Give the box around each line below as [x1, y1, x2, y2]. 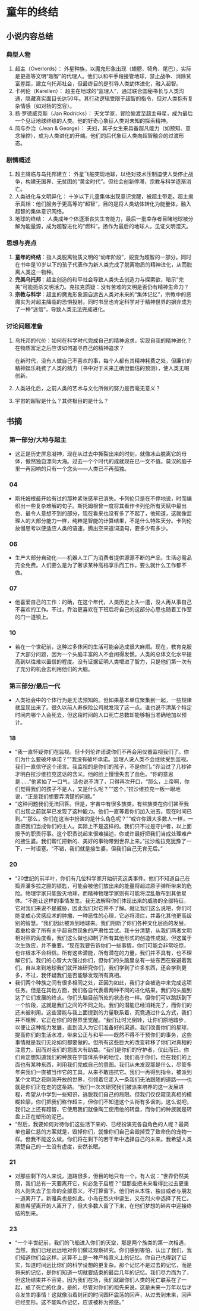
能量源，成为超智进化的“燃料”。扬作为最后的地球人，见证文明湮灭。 [25, 223, 192, 230]
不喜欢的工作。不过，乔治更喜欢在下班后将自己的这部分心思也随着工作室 [14, 606, 192, 613]
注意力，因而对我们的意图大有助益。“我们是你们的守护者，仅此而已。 [14, 1046, 184, 1053]
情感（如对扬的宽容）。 [20, 102, 75, 109]
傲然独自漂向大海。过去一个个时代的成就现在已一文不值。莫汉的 [25, 458, 182, 465]
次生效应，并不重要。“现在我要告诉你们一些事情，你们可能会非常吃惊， [14, 942, 189, 949]
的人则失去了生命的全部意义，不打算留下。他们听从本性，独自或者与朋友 [14, 1187, 192, 1194]
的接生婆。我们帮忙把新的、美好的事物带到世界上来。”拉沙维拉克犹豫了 [14, 838, 187, 845]
